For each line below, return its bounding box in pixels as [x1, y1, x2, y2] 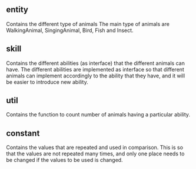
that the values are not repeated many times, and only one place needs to [6, 150, 185, 157]
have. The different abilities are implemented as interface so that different [6, 66, 184, 73]
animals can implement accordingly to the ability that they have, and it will [6, 72, 185, 79]
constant [6, 128, 40, 138]
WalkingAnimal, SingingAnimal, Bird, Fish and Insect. [6, 27, 134, 34]
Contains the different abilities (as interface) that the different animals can [6, 59, 185, 67]
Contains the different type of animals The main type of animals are [6, 20, 170, 27]
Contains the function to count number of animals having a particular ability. [6, 111, 190, 118]
